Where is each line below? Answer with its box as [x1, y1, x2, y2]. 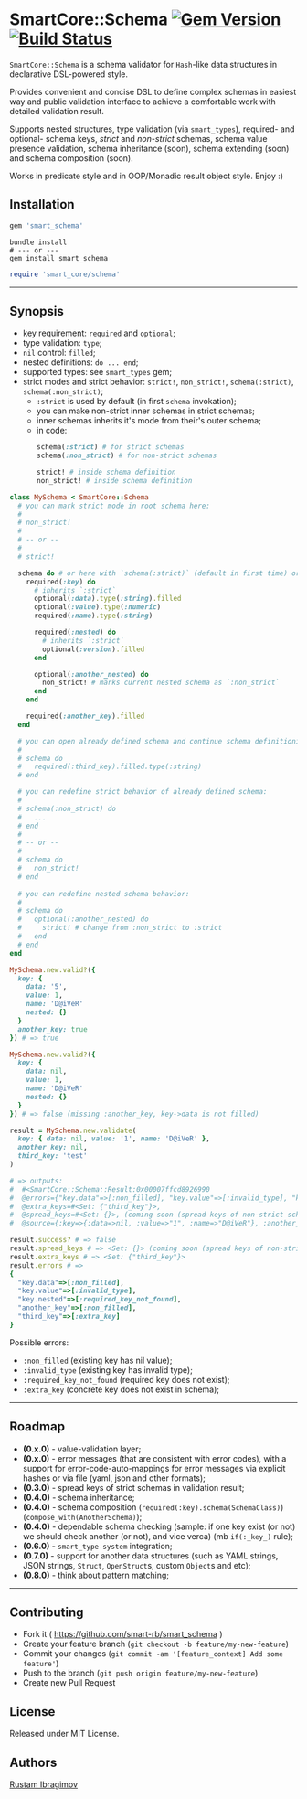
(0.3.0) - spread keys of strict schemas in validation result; [22, 1482, 245, 1493]
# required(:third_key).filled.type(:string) [17, 762, 203, 772]
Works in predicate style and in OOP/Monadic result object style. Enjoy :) [9, 170, 284, 181]
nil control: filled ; [22, 348, 96, 359]
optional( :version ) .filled [42, 645, 145, 654]
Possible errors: [9, 1336, 69, 1348]
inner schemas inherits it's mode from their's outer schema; [36, 415, 262, 426]
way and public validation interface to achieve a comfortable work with [9, 96, 276, 107]
